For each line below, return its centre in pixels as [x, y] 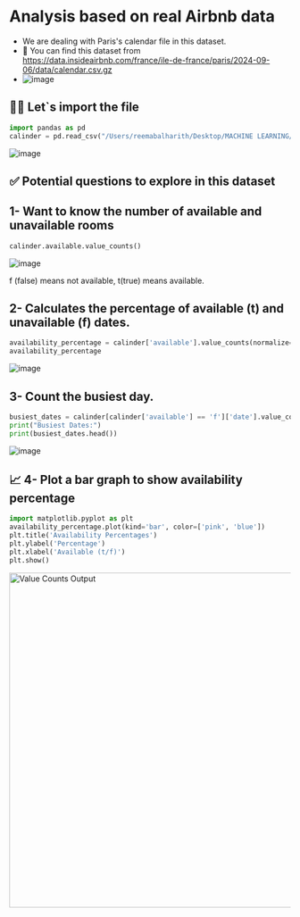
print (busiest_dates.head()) [63, 433]
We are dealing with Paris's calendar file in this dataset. [124, 41]
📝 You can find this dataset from [81, 50]
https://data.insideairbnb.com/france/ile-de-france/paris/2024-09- [146, 60]
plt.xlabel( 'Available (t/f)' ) [67, 552]
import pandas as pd [48, 128]
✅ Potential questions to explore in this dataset [142, 181]
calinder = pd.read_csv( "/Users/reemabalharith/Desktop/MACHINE [131, 136]
